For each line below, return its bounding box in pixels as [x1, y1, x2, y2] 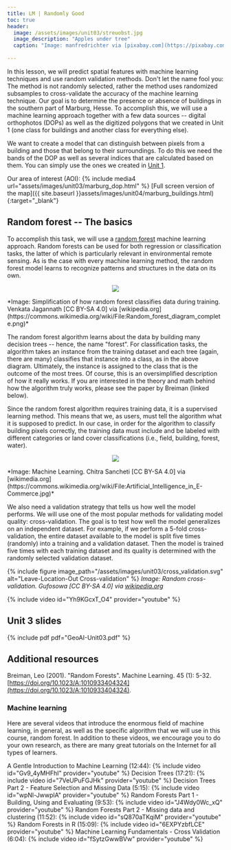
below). [7, 391, 29, 399]
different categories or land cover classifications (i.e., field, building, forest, [7, 434, 220, 442]
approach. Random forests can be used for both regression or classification [7, 242, 221, 250]
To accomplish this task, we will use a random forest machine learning [7, 235, 206, 243]
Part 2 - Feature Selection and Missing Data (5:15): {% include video [7, 783, 200, 791]
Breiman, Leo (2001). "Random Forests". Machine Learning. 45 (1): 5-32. [7, 672, 212, 680]
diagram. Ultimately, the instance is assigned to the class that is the [7, 362, 198, 370]
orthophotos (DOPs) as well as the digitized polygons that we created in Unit [7, 118, 224, 127]
